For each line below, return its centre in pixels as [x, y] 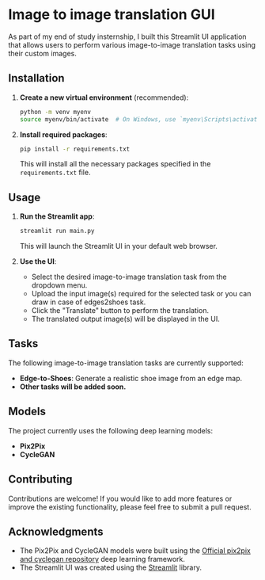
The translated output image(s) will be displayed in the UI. [125, 319]
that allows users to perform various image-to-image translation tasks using [132, 44]
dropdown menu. [59, 285]
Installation [36, 78]
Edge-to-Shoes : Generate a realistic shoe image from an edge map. [131, 378]
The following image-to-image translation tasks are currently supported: [126, 363]
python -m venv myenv [55, 112]
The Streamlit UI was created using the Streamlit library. [111, 567]
